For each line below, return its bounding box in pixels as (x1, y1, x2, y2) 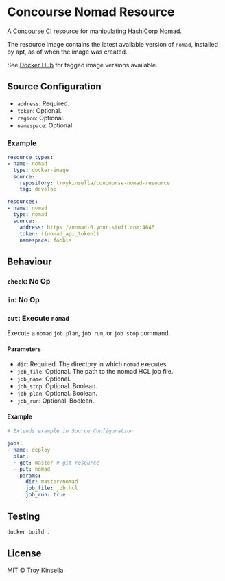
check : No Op (7, 276, 51, 286)
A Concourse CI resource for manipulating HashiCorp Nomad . (7, 27, 182, 35)
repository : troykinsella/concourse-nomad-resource (19, 180, 170, 187)
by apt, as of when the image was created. (7, 47, 128, 56)
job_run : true (25, 492, 67, 498)
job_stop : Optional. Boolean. (16, 382, 97, 390)
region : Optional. (16, 114, 65, 122)
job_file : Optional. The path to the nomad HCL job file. (16, 368, 174, 376)
